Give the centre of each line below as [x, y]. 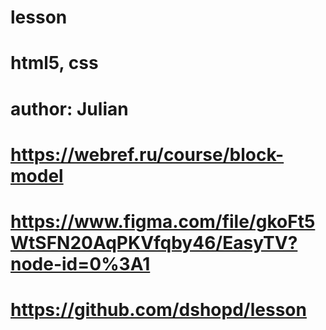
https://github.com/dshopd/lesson [158, 310]
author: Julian [69, 108]
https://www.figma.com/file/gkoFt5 [163, 221]
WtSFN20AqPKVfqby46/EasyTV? [154, 242]
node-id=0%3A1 [80, 263]
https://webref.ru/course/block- [147, 154]
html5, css [54, 63]
